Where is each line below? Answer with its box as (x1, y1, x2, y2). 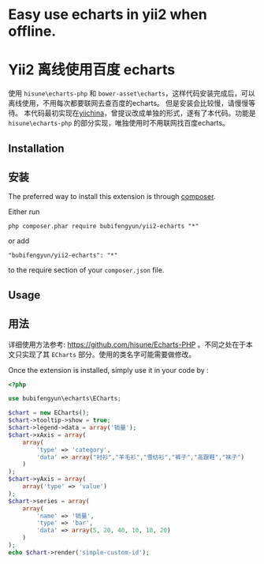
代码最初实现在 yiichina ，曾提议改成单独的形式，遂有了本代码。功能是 (30, 108, 256, 118)
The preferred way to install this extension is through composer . (8, 192, 216, 201)
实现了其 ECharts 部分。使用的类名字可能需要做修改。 (21, 349, 195, 359)
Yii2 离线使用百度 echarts (8, 61, 176, 79)
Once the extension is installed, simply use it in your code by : (8, 365, 209, 374)
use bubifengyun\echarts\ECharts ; (8, 395, 122, 403)
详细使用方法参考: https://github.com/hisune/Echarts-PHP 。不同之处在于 (8, 340, 247, 349)
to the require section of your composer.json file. (8, 265, 165, 275)
